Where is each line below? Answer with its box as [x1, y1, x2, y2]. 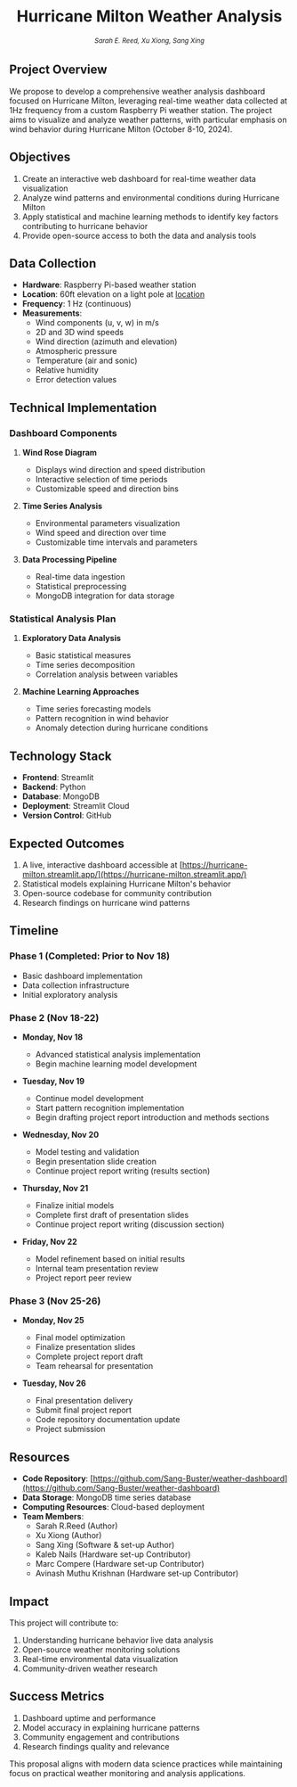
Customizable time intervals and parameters [35, 537, 198, 548]
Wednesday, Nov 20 [21, 1130, 100, 1141]
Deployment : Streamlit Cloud [21, 801, 130, 811]
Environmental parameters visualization [35, 518, 181, 529]
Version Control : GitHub [21, 810, 112, 821]
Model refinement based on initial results [35, 1254, 185, 1264]
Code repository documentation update [35, 1414, 181, 1425]
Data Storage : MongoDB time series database [21, 1492, 191, 1503]
